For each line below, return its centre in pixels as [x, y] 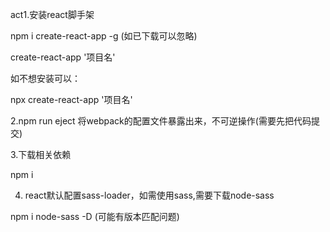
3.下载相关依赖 [41, 154]
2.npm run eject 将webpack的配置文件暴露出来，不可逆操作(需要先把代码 [161, 121]
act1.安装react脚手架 [52, 14]
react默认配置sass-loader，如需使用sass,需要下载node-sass [149, 195]
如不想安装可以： [45, 78]
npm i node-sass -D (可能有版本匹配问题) [95, 216]
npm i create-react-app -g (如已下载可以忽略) [104, 36]
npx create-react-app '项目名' [71, 99]
